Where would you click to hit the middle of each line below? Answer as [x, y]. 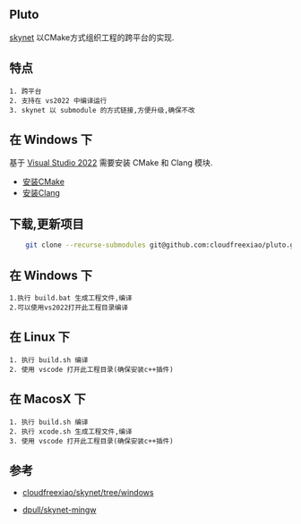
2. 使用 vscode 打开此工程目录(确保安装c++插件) [91, 369]
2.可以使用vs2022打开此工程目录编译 [69, 308]
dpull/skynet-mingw [59, 510]
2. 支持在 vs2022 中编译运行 [58, 101]
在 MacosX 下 [48, 399]
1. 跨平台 [26, 91]
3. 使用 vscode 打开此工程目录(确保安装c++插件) [91, 441]
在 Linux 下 [39, 338]
